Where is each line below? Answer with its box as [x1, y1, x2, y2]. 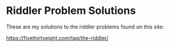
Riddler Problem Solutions [6, 4, 136, 17]
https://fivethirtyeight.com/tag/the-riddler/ [6, 34, 109, 41]
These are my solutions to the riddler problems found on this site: [6, 23, 165, 30]
